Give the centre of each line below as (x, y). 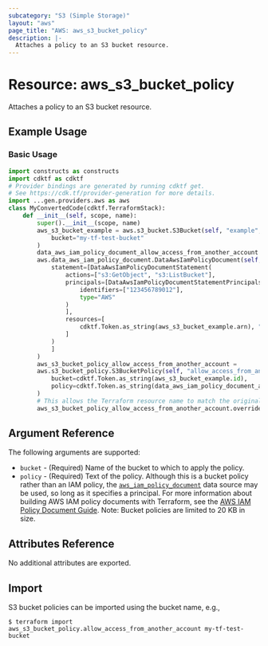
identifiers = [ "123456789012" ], (131, 290)
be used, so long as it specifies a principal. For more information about (136, 493)
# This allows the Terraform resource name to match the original (150, 401)
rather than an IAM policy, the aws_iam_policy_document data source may (139, 485)
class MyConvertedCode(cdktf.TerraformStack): (87, 208)
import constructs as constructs (64, 171)
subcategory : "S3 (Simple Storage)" (69, 16)
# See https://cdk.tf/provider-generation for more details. (112, 193)
